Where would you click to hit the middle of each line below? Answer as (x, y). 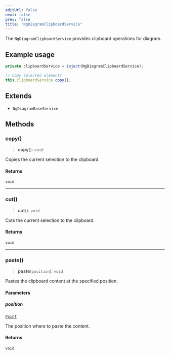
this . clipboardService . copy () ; (38, 80)
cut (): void (29, 210)
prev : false (18, 19)
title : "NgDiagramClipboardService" (44, 24)
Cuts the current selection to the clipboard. (50, 220)
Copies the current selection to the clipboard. (53, 159)
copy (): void (31, 150)
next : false (18, 15)
